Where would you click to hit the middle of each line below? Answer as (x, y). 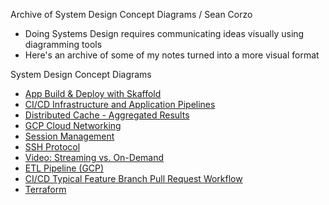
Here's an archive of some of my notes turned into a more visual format (172, 55)
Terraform (45, 189)
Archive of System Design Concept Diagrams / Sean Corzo (131, 14)
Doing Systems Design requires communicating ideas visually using (164, 33)
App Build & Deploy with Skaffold (93, 93)
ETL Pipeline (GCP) (64, 168)
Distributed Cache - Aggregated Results (107, 115)
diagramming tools (63, 44)
